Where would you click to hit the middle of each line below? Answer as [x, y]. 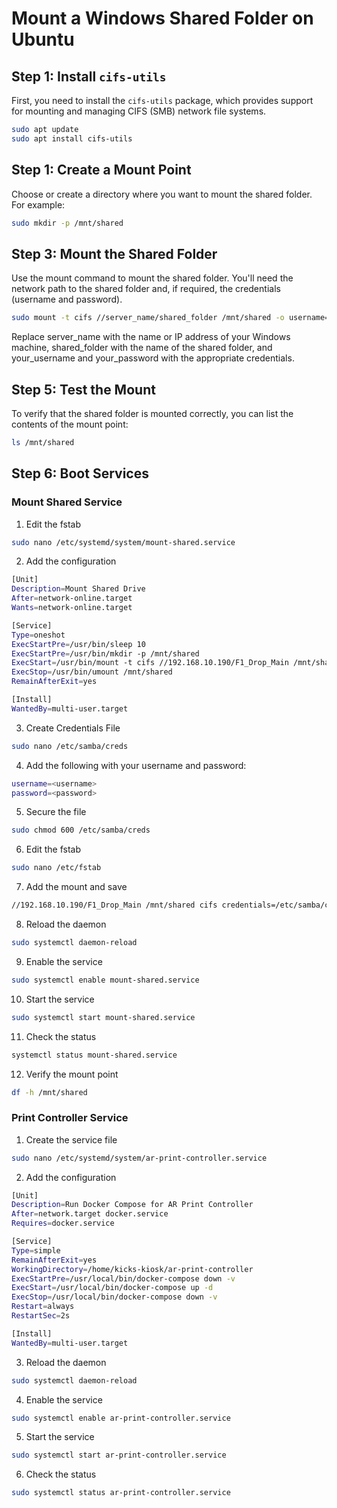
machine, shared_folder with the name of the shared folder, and [142, 348]
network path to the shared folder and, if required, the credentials [146, 289]
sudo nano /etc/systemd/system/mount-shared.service [123, 542]
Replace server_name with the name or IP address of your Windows [151, 337]
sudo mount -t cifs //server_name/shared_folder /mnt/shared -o [148, 318]
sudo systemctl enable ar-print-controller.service [121, 1418]
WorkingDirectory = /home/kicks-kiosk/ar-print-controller [132, 1269]
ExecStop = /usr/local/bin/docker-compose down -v [114, 1297]
